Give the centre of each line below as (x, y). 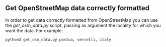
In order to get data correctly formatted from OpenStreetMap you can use (81, 20)
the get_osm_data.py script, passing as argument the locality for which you (83, 25)
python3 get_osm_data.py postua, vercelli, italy (58, 40)
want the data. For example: (34, 30)
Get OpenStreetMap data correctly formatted (77, 8)
